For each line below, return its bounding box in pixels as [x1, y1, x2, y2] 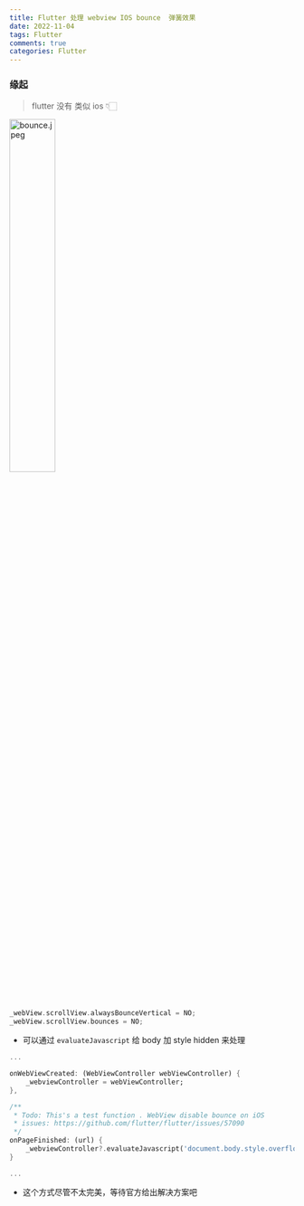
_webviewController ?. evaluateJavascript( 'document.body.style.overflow [25, 1144, 301, 1154]
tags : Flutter [9, 30, 63, 39]
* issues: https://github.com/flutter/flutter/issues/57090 [13, 1119, 245, 1128]
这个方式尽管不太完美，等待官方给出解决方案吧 [22, 1186, 197, 1197]
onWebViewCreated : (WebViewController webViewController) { [9, 1069, 242, 1078]
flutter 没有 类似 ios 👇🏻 [31, 100, 118, 111]
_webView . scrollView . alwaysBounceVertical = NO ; [9, 1009, 196, 1018]
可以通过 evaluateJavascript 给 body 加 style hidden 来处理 [22, 1035, 246, 1046]
